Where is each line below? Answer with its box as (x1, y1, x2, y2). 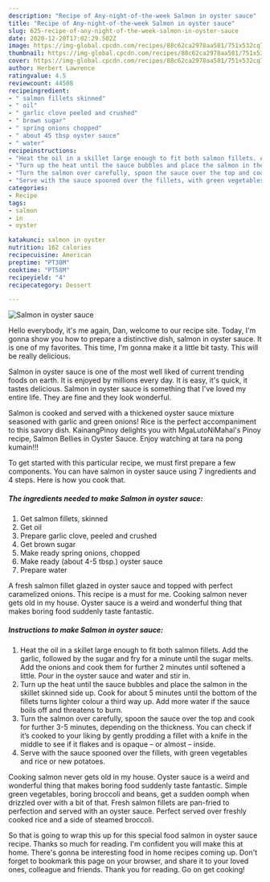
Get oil (19, 523, 43, 532)
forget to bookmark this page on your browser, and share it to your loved (8, 856, 249, 866)
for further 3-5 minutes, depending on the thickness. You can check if (19, 723, 252, 732)
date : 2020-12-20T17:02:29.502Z (8, 34, 117, 43)
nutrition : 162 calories (8, 243, 92, 252)
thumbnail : (8, 49, 45, 57)
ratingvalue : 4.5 (8, 72, 67, 80)
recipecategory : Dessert (8, 281, 92, 289)
